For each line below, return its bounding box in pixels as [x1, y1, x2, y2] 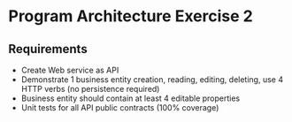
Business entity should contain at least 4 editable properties [20, 93, 241, 103]
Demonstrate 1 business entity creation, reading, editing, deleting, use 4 [20, 74, 284, 85]
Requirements [8, 42, 88, 57]
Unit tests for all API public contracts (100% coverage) [20, 103, 219, 112]
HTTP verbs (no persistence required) [20, 84, 160, 94]
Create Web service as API [20, 65, 119, 75]
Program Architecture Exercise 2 [8, 6, 253, 27]
